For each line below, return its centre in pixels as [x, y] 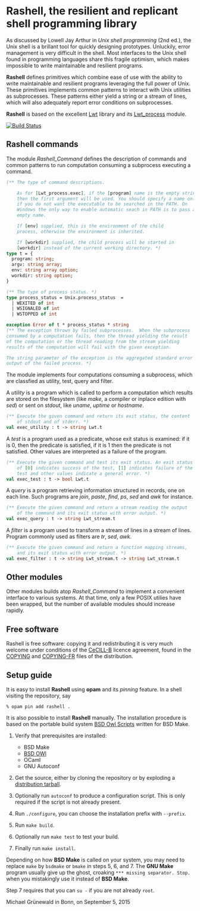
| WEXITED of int [33, 303]
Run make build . [35, 825]
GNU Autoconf [42, 766]
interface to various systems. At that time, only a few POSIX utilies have [94, 598]
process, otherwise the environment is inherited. [81, 231]
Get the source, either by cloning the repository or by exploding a [95, 778]
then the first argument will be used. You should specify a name [101, 199]
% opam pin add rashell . [38, 707]
